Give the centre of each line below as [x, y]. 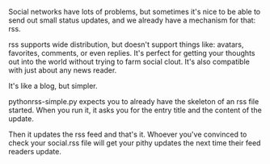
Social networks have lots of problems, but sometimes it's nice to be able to [135, 12]
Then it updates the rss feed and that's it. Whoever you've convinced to [128, 134]
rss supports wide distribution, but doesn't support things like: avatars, [126, 44]
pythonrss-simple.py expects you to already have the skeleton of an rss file [134, 101]
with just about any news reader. [63, 70]
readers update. [35, 151]
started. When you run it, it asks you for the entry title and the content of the [135, 110]
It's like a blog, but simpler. [53, 86]
